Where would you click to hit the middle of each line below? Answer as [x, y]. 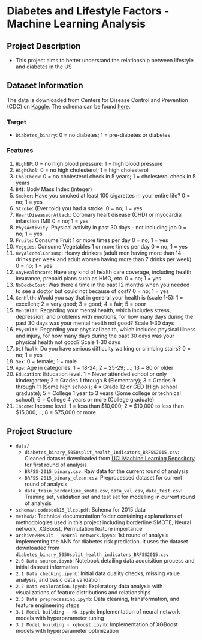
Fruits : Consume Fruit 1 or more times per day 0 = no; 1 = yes [92, 240]
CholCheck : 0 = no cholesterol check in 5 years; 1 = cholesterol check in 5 [106, 177]
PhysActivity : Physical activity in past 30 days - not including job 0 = [101, 228]
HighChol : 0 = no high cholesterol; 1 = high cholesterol [82, 170]
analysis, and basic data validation [58, 580]
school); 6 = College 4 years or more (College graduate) [85, 400]
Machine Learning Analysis [76, 24]
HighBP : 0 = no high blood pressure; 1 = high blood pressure [89, 164]
